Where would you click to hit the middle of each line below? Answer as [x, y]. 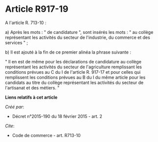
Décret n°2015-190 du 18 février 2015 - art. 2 [57, 116]
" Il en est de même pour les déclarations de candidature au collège [73, 61]
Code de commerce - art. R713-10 [46, 135]
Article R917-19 [37, 9]
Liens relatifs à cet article [31, 97]
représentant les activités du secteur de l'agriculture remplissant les [73, 67]
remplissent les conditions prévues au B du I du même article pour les [75, 77]
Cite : [10, 126]
